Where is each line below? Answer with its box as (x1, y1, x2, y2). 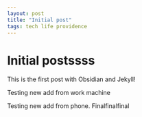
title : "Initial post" (7, 17, 72, 23)
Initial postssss (7, 52, 95, 68)
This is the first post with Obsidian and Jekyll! (7, 75, 136, 83)
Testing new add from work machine (7, 89, 111, 97)
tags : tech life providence (7, 23, 88, 30)
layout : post (7, 10, 45, 17)
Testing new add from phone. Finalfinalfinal (7, 102, 130, 110)
